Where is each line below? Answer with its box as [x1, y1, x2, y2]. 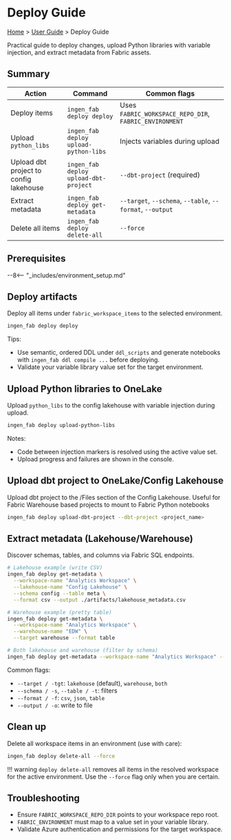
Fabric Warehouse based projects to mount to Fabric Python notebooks [7, 501, 210, 509]
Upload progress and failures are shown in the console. [16, 454, 174, 463]
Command [72, 88, 108, 98]
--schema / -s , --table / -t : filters [16, 686, 118, 695]
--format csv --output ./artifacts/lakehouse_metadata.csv [13, 596, 186, 603]
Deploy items [10, 108, 53, 118]
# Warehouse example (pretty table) [7, 609, 112, 616]
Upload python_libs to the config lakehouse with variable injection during [7, 401, 215, 410]
